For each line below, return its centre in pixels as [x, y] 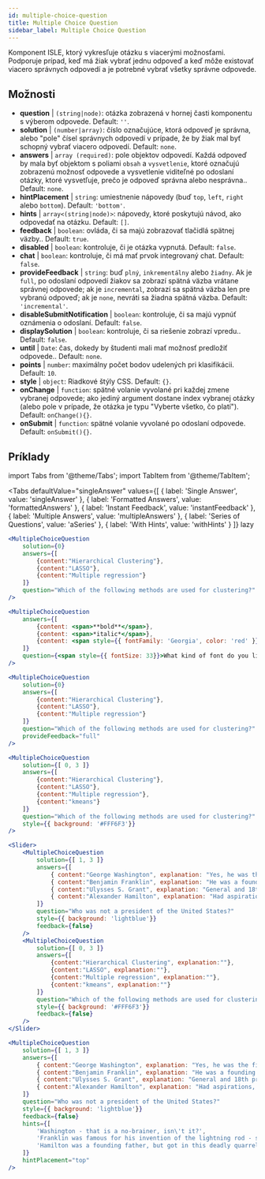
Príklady [29, 457]
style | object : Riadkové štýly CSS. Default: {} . [95, 382]
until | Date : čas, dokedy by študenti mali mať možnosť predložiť [123, 348]
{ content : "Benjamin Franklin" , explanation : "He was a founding [146, 1072]
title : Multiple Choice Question [63, 23]
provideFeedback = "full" [62, 736]
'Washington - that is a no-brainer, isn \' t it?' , [121, 1131]
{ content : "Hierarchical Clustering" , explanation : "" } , [142, 963]
